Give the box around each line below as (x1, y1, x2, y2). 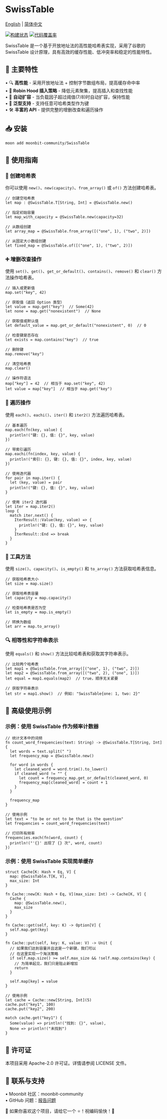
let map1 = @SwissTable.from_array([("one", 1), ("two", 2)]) (5, 666, 140, 671)
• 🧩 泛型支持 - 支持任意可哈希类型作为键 (5, 100, 89, 106)
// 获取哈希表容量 (5, 591, 39, 596)
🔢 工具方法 (5, 553, 31, 560)
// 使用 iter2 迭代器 (5, 499, 47, 504)
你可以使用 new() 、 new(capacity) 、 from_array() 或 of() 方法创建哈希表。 (5, 185, 159, 191)
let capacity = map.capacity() (5, 595, 72, 601)
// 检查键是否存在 (5, 333, 39, 338)
